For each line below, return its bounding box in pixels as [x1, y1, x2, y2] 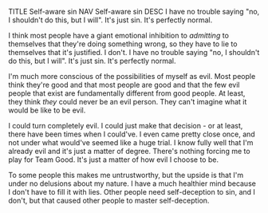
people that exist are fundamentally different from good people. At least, [8, 89, 246, 98]
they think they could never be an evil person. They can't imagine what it [8, 97, 247, 106]
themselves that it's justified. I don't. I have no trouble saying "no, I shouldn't [8, 48, 260, 57]
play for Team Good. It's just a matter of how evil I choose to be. [8, 155, 219, 164]
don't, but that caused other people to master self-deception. [8, 195, 210, 205]
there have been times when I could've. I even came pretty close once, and [8, 129, 255, 139]
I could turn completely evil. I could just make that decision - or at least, [8, 121, 243, 130]
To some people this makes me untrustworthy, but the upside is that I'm [8, 171, 244, 179]
